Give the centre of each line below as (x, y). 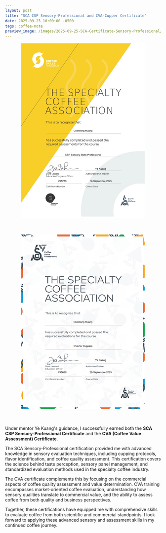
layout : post (19, 10)
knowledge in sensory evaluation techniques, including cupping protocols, (81, 454)
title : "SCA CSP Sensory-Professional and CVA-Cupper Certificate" (76, 16)
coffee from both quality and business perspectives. (58, 500)
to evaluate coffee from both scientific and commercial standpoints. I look (80, 515)
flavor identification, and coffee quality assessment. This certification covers (83, 459)
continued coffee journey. (31, 525)
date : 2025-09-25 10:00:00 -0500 (40, 21)
